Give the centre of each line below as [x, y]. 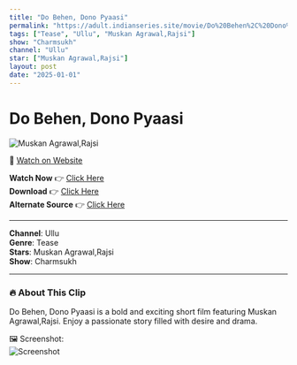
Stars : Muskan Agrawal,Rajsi [62, 252]
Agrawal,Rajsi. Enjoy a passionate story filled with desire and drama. [133, 321]
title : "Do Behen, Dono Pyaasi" [69, 17]
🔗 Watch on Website [46, 160]
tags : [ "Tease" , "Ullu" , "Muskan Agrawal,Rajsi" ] [103, 34]
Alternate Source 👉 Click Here [67, 204]
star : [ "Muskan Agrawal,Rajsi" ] [69, 58]
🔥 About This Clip [48, 293]
